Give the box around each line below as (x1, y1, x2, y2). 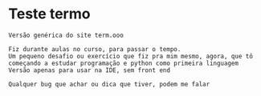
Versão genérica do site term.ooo (8, 31, 124, 39)
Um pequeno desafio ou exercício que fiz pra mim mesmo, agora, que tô (8, 52, 253, 60)
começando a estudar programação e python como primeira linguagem (8, 59, 239, 67)
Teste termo (8, 5, 91, 23)
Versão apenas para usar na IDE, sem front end (8, 66, 171, 74)
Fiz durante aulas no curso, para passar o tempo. (8, 45, 181, 53)
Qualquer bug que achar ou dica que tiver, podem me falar (8, 80, 210, 88)
